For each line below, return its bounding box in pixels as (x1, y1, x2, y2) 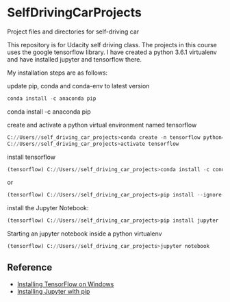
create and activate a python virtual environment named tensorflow (7, 121, 197, 129)
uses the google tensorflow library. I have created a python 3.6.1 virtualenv (7, 48, 217, 56)
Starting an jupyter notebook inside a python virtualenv (7, 229, 162, 238)
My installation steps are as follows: (7, 68, 108, 77)
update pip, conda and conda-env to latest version (7, 81, 150, 90)
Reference (7, 262, 53, 273)
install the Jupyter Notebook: (7, 204, 89, 212)
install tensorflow (7, 153, 56, 161)
